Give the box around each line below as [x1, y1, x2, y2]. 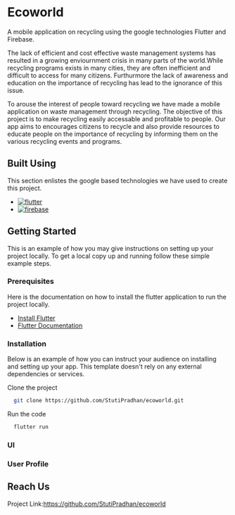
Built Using [7, 158, 56, 170]
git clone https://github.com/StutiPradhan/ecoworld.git [13, 397, 184, 404]
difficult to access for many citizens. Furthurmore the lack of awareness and [7, 71, 229, 80]
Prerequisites [7, 276, 54, 286]
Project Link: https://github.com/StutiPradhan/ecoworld [7, 500, 166, 508]
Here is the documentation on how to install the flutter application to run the [7, 292, 227, 301]
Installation [7, 339, 47, 349]
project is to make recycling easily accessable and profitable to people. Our [7, 114, 227, 123]
